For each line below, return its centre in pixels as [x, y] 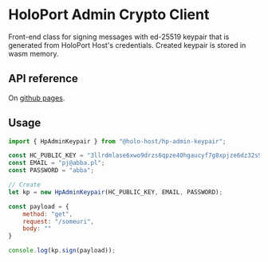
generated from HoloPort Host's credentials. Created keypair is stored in [127, 45]
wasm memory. [33, 53]
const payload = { [39, 206]
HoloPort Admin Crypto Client [109, 15]
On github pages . [37, 98]
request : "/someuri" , [58, 221]
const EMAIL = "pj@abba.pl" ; [57, 163]
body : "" [37, 229]
